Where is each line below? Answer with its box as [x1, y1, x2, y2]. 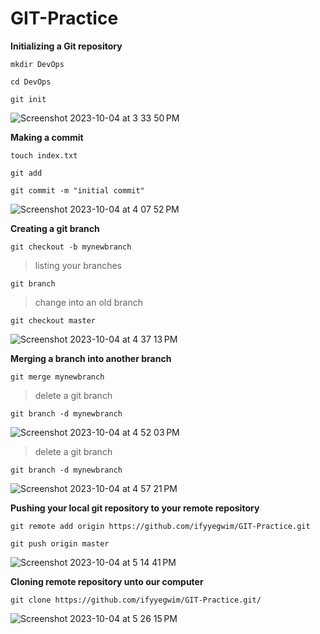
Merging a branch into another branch [10, 352, 172, 364]
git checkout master [10, 315, 97, 326]
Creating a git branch [10, 222, 100, 234]
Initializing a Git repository [10, 40, 123, 52]
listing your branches [34, 259, 123, 271]
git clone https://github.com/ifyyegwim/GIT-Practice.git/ [10, 595, 262, 605]
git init [10, 94, 47, 104]
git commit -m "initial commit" [10, 185, 145, 196]
